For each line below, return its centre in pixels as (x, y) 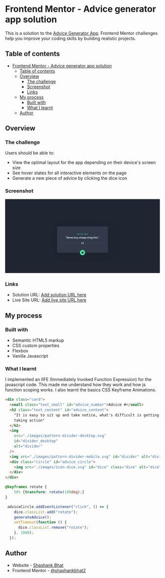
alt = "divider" (28, 447)
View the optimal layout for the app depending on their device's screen (84, 162)
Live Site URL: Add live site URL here (49, 300)
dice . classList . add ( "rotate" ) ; (46, 512)
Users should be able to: (30, 153)
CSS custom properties (36, 345)
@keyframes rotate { (26, 487)
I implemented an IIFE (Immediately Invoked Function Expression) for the (78, 380)
